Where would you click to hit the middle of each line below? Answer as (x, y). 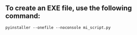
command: (23, 16)
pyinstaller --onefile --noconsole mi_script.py (58, 27)
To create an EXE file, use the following (68, 8)
